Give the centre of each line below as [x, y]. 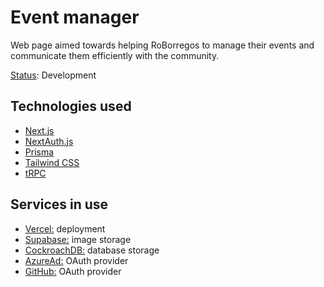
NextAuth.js [49, 141]
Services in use [59, 204]
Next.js [39, 130]
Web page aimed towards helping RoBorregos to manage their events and [162, 45]
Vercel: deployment [65, 228]
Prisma [39, 152]
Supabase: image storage [78, 239]
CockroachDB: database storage [92, 250]
